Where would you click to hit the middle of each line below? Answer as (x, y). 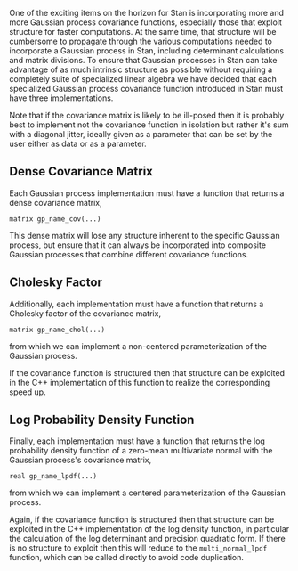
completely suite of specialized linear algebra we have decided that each (143, 79)
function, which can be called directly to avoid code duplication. (127, 558)
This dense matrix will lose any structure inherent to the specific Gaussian (145, 235)
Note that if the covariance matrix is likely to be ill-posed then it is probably (147, 115)
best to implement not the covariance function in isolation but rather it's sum (149, 125)
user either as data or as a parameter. (78, 143)
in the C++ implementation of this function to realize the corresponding (140, 382)
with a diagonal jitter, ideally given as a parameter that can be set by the (141, 134)
